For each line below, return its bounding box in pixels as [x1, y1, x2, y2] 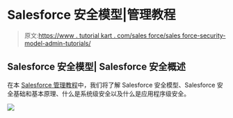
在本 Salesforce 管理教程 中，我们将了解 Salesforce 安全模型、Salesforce [7, 81, 216, 89]
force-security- [182, 31, 226, 40]
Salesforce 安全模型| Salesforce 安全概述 [7, 61, 186, 73]
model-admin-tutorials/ [24, 39, 91, 47]
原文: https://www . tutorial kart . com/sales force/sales [24, 31, 181, 40]
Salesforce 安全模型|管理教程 [7, 7, 176, 23]
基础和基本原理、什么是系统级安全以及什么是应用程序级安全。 [13, 89, 190, 98]
